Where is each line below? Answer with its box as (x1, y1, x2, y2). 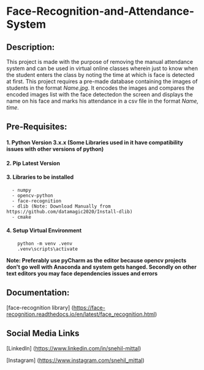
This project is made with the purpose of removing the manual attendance (6, 58, 194, 65)
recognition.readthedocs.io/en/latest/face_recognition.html (6, 310, 155, 318)
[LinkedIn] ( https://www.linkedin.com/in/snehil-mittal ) (6, 344, 142, 352)
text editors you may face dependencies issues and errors (6, 269, 158, 277)
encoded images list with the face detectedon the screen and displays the (6, 91, 193, 98)
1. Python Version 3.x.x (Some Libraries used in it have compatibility (6, 138, 184, 146)
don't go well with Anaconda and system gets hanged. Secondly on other (6, 263, 197, 270)
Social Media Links (6, 328, 80, 339)
